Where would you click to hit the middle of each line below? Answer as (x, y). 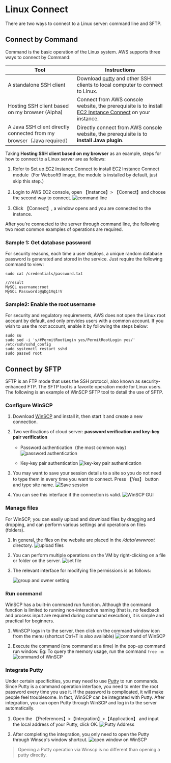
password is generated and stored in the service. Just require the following (84, 259)
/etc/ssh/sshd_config (28, 345)
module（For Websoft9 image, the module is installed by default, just (85, 175)
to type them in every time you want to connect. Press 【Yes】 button (86, 479)
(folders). (15, 530)
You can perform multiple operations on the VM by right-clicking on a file (89, 555)
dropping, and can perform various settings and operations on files (76, 524)
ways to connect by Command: (38, 57)
